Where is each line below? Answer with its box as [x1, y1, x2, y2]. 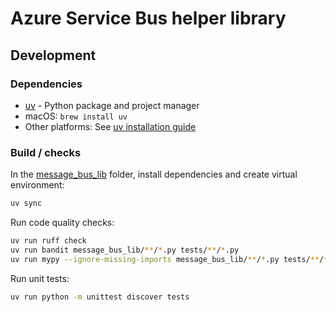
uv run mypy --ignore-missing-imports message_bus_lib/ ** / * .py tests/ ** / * [10, 254, 329, 264]
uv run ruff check [10, 236, 87, 246]
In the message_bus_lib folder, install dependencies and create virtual [10, 168, 298, 181]
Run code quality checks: [10, 217, 115, 229]
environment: [10, 179, 65, 191]
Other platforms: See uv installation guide [24, 120, 197, 132]
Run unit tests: [10, 272, 70, 284]
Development [10, 47, 97, 64]
